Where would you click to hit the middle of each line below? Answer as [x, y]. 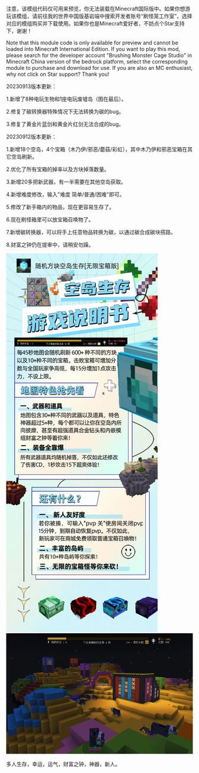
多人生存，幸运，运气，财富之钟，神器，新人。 [63, 764]
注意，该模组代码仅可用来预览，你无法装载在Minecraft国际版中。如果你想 [96, 9]
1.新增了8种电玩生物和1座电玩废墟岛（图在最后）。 [67, 99]
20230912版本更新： [32, 137]
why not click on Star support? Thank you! [58, 74]
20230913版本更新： [32, 86]
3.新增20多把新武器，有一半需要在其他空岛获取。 [66, 182]
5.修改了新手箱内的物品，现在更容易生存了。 [60, 207]
